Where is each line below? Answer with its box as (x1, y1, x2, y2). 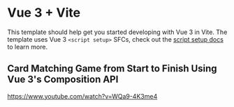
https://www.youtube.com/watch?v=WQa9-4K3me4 (7, 92, 158, 100)
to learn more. (7, 42, 47, 51)
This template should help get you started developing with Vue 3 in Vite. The (7, 28, 228, 36)
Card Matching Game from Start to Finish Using (7, 63, 218, 74)
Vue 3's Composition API (7, 74, 119, 85)
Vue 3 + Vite (7, 5, 81, 21)
